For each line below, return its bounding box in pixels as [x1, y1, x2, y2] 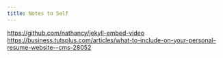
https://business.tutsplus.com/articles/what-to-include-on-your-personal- [7, 35, 217, 44]
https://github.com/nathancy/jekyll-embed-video [7, 29, 145, 37]
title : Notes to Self [7, 10, 69, 17]
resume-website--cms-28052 [7, 43, 92, 51]
